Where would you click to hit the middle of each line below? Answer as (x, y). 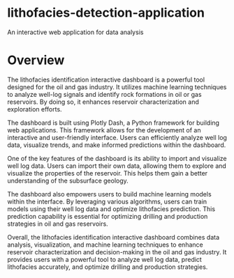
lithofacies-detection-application (106, 13)
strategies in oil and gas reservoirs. (58, 224)
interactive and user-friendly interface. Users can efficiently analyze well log (117, 137)
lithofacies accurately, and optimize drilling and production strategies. (108, 267)
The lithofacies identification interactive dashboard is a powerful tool (106, 79)
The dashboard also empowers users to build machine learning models (109, 194)
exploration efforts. (35, 109)
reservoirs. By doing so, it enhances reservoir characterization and (103, 102)
